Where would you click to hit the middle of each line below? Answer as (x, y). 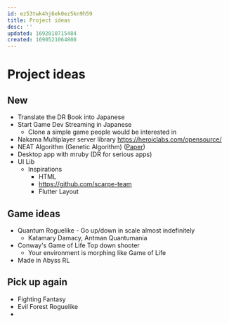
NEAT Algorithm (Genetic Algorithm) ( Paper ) (81, 147)
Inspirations (45, 170)
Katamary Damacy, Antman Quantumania (87, 238)
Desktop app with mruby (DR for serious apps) (85, 154)
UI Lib (26, 162)
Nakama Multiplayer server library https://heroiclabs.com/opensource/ (120, 139)
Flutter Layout (59, 192)
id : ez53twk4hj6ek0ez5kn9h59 (50, 14)
